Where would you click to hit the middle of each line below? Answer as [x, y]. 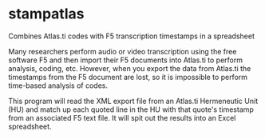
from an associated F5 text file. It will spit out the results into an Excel [122, 117]
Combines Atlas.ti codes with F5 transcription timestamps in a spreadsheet [132, 36]
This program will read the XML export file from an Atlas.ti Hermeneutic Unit [133, 101]
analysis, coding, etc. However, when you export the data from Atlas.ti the [130, 68]
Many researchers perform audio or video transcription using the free [123, 51]
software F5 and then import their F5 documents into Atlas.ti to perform [126, 60]
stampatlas [46, 14]
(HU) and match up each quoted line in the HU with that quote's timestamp [131, 109]
